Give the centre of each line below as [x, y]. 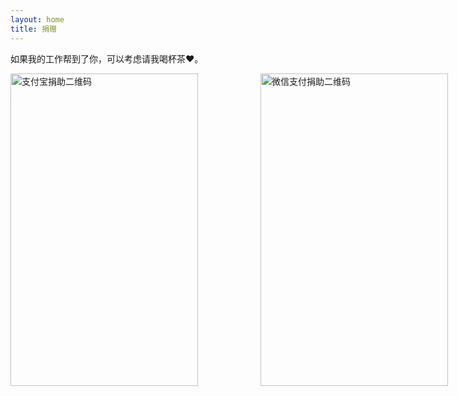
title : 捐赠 [33, 29]
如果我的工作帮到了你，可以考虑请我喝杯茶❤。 [107, 58]
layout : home [37, 19]
